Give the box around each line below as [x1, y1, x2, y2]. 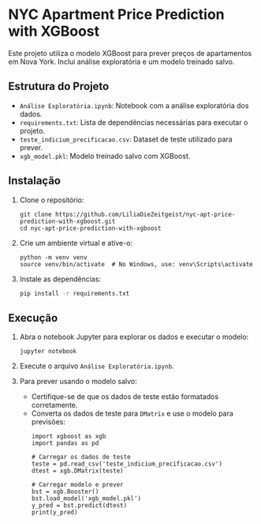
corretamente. [31, 401, 78, 410]
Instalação [8, 174, 62, 187]
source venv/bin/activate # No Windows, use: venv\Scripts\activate [19, 260, 254, 268]
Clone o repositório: [19, 195, 84, 205]
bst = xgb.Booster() [31, 488, 99, 496]
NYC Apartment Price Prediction [8, 6, 225, 24]
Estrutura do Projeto [8, 80, 110, 93]
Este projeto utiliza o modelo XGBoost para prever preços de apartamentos [8, 48, 252, 58]
